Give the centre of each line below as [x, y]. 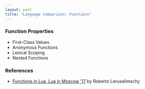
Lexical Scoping [29, 53]
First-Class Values [31, 42]
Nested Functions [30, 58]
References [19, 70]
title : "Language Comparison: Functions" [48, 14]
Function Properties [29, 31]
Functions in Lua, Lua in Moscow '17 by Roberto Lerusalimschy [76, 81]
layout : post [18, 10]
